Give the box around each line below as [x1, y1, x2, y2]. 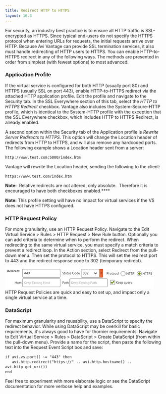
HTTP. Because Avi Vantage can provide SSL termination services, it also [5, 43, 155, 49]
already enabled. [5, 119, 40, 125]
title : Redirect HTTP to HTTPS [5, 8, 70, 13]
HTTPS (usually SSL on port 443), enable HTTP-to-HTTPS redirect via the [5, 88, 157, 94]
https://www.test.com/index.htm [5, 174, 72, 179]
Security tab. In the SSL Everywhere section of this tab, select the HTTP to [5, 98, 158, 104]
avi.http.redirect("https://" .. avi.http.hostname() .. [11, 359, 132, 365]
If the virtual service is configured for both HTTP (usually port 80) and [5, 82, 148, 89]
